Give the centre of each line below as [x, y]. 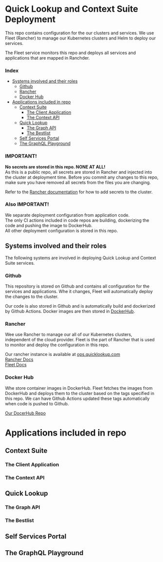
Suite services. [20, 263]
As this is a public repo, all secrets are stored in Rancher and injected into [79, 172]
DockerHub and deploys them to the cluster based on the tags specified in [80, 393]
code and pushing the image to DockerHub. [49, 225]
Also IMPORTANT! [27, 205]
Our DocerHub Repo [26, 413]
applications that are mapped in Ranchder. [47, 58]
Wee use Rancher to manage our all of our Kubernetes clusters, [69, 334]
